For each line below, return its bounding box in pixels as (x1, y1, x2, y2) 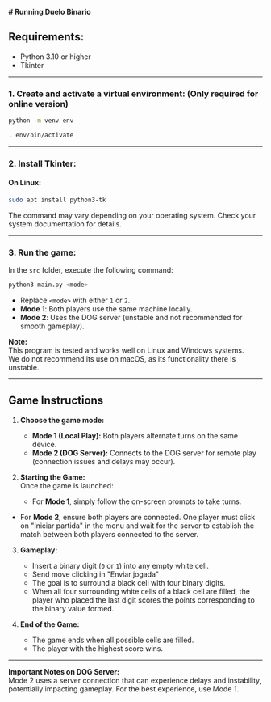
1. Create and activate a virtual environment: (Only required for (8, 88, 259, 99)
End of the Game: (19, 619, 80, 629)
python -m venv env (8, 116, 74, 125)
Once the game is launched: (19, 480, 115, 490)
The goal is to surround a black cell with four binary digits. (31, 577, 226, 587)
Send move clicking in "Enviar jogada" (31, 569, 160, 579)
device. (31, 439, 57, 449)
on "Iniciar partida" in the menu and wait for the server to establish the (19, 521, 255, 531)
